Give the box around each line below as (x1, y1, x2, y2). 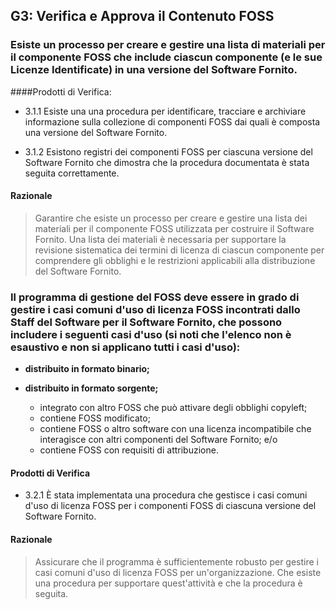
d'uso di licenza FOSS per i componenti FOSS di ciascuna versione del (24, 500, 317, 512)
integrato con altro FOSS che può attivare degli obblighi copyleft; (39, 402, 308, 414)
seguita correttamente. (24, 167, 120, 179)
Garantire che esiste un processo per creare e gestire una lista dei (34, 212, 308, 224)
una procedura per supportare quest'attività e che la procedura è (34, 577, 303, 589)
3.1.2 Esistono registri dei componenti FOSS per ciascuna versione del (24, 145, 313, 158)
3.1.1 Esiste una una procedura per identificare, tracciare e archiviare (24, 105, 307, 117)
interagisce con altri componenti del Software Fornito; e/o (39, 434, 278, 446)
